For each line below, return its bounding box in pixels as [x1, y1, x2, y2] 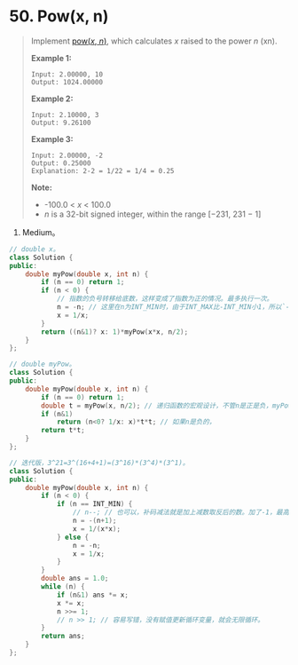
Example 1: [30, 52, 73, 63]
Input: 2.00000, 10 [30, 69, 104, 79]
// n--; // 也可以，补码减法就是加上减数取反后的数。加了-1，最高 [72, 508, 290, 517]
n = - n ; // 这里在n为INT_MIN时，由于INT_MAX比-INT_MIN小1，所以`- [56, 303, 290, 312]
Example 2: [30, 93, 74, 104]
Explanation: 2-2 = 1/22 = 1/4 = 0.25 [30, 166, 175, 175]
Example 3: [30, 133, 74, 144]
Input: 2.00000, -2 [30, 151, 104, 160]
